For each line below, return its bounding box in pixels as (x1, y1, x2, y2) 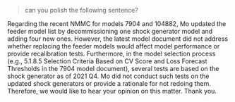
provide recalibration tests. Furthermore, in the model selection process (7, 49, 216, 58)
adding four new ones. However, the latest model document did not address (7, 34, 228, 43)
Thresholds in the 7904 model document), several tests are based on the (7, 65, 219, 72)
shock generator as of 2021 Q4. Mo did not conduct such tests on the (7, 72, 210, 80)
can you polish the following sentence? (24, 6, 139, 14)
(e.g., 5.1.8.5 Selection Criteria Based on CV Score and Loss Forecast (7, 57, 207, 65)
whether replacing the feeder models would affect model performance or (7, 42, 220, 50)
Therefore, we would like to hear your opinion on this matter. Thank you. (7, 87, 217, 95)
